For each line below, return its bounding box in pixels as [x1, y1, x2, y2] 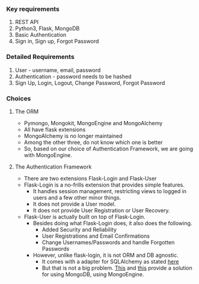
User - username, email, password [14, 66, 101, 73]
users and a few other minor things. [32, 194, 121, 201]
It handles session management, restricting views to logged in [32, 187, 187, 194]
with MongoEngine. [23, 151, 72, 158]
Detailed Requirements [6, 53, 75, 61]
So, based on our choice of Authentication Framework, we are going [23, 145, 194, 152]
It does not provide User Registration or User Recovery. [32, 206, 170, 214]
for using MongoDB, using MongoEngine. [41, 270, 144, 278]
